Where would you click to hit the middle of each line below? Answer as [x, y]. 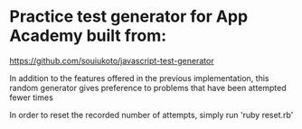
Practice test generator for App [129, 17]
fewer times [32, 97]
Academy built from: [88, 36]
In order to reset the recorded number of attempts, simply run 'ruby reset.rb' [151, 115]
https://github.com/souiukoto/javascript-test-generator [112, 60]
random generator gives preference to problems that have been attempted [148, 88]
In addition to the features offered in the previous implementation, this [139, 78]
